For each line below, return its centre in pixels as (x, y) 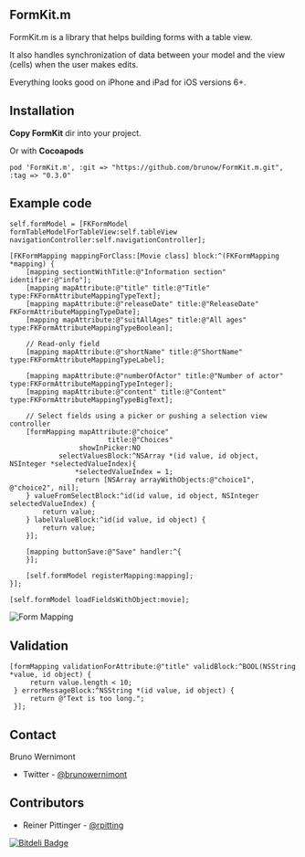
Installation (42, 111)
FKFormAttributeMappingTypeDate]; (75, 312)
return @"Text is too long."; (87, 699)
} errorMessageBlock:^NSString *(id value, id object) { (124, 691)
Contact (33, 735)
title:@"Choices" (140, 440)
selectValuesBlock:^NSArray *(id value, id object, (158, 456)
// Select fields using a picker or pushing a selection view (147, 416)
